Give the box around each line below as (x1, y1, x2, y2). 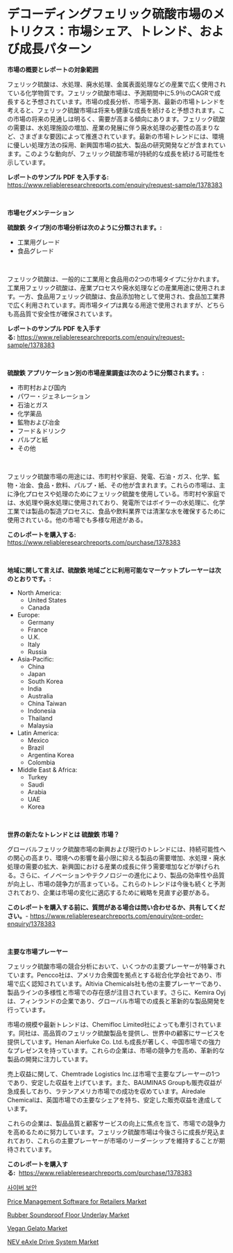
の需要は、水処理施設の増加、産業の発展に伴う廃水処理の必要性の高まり (7, 123, 214, 132)
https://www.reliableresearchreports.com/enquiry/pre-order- (30, 911, 204, 920)
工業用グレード (17, 237, 60, 246)
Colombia (27, 758, 55, 766)
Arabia (27, 787, 47, 796)
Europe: (17, 610, 40, 619)
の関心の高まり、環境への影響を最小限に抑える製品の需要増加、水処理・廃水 (7, 853, 226, 861)
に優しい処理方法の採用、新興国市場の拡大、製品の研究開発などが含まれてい (7, 140, 226, 149)
